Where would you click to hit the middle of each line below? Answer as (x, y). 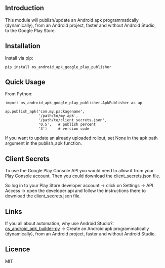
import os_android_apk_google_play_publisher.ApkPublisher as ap (74, 103)
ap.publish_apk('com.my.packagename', (45, 112)
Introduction (25, 8)
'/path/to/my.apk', (58, 116)
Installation (23, 46)
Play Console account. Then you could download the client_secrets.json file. (83, 176)
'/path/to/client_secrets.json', (73, 120)
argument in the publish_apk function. (44, 143)
